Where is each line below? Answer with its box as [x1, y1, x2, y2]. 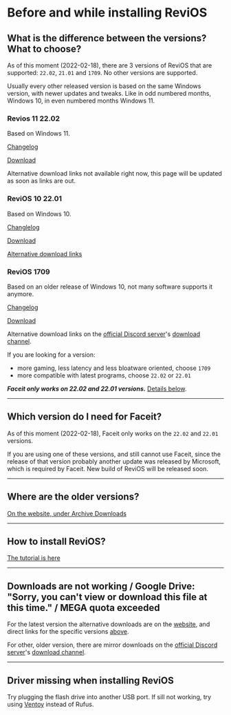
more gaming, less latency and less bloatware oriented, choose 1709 [16, 364, 211, 372]
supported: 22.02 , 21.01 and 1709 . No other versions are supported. [7, 69, 198, 76]
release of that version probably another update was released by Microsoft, [7, 457, 221, 466]
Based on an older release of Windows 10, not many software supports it [7, 282, 213, 291]
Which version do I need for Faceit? [7, 411, 162, 423]
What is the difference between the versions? [7, 32, 207, 44]
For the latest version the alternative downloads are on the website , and [7, 620, 210, 628]
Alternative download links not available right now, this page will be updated [7, 169, 222, 178]
